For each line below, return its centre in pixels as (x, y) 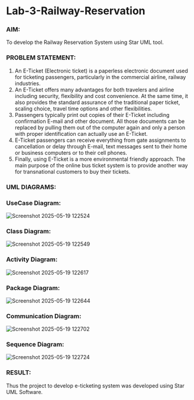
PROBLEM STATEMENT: (41, 58)
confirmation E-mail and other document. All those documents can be (100, 121)
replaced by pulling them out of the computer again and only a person (100, 127)
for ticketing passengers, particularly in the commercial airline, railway (100, 77)
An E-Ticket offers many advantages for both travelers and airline (94, 90)
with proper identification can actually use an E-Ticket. (81, 134)
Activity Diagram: (32, 259)
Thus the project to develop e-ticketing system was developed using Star (96, 385)
